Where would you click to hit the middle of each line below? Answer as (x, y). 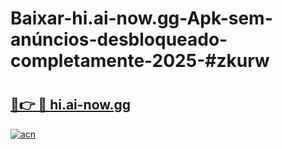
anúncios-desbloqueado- (119, 39)
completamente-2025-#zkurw (140, 61)
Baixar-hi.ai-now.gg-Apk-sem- (141, 18)
